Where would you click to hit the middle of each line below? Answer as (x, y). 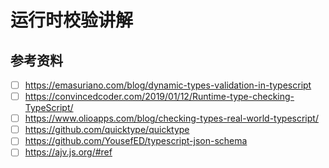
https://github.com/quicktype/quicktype (107, 130)
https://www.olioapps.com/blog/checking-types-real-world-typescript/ (171, 118)
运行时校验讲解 (72, 20)
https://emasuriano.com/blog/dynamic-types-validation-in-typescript (168, 85)
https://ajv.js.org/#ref (68, 152)
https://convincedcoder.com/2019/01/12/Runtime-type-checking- (159, 97)
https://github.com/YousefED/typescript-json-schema (136, 141)
